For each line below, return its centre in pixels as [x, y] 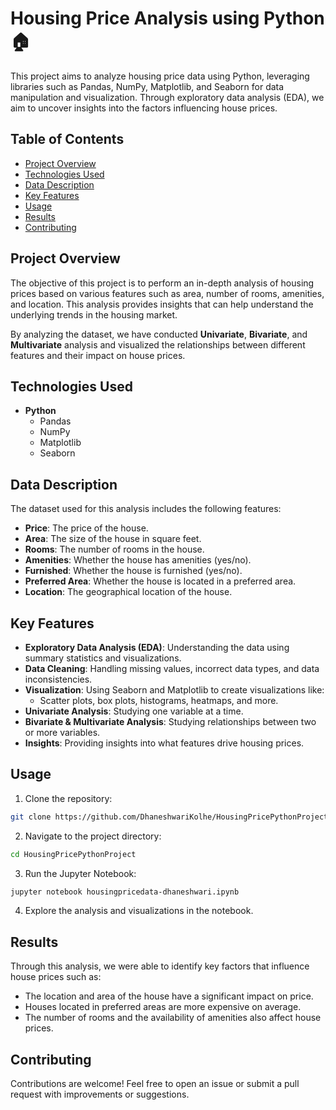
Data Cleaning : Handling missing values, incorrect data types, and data [172, 668]
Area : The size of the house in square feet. [113, 539]
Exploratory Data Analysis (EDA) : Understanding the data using [157, 647]
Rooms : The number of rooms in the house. [114, 549]
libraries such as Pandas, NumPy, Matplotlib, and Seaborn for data [147, 86]
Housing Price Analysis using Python [167, 18]
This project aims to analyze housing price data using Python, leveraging [160, 76]
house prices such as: [56, 977]
